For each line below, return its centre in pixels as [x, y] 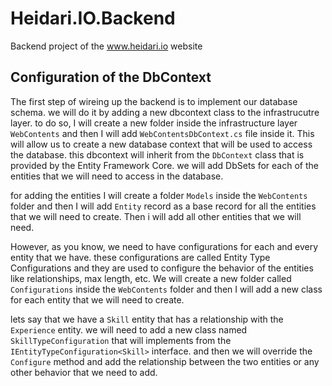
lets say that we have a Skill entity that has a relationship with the [147, 319]
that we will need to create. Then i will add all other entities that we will [156, 216]
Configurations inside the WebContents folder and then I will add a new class [166, 289]
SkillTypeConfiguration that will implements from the [121, 340]
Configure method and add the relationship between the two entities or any [165, 361]
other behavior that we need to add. [84, 372]
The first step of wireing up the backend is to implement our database [154, 101]
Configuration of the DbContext [111, 77]
